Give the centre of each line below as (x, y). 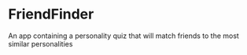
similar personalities (41, 43)
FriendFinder (51, 14)
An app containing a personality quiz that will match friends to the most (124, 36)
